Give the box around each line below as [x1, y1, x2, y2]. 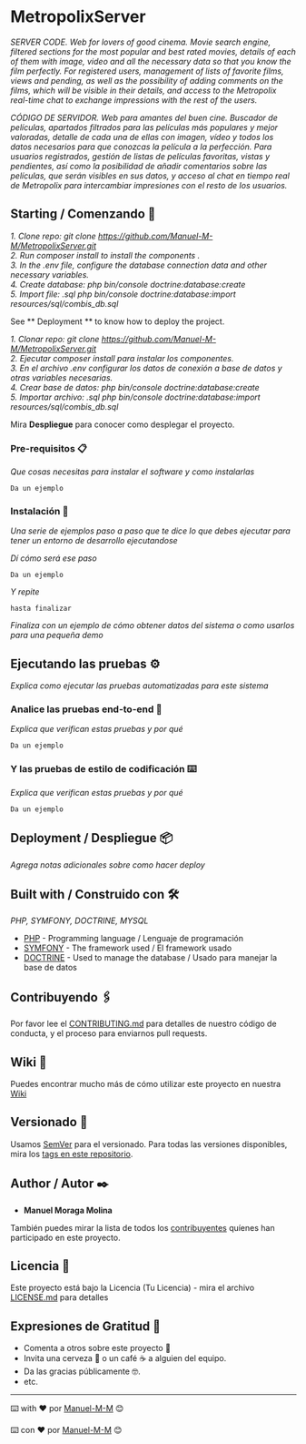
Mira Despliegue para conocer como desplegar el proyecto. [10, 419, 235, 430]
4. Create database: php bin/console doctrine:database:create [10, 279, 246, 290]
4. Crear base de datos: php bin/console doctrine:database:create [10, 381, 260, 392]
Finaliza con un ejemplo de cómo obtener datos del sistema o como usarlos [10, 620, 295, 631]
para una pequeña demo [10, 630, 104, 641]
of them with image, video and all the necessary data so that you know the [10, 56, 291, 66]
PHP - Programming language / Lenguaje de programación [23, 933, 244, 944]
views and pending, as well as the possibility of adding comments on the [10, 75, 284, 86]
